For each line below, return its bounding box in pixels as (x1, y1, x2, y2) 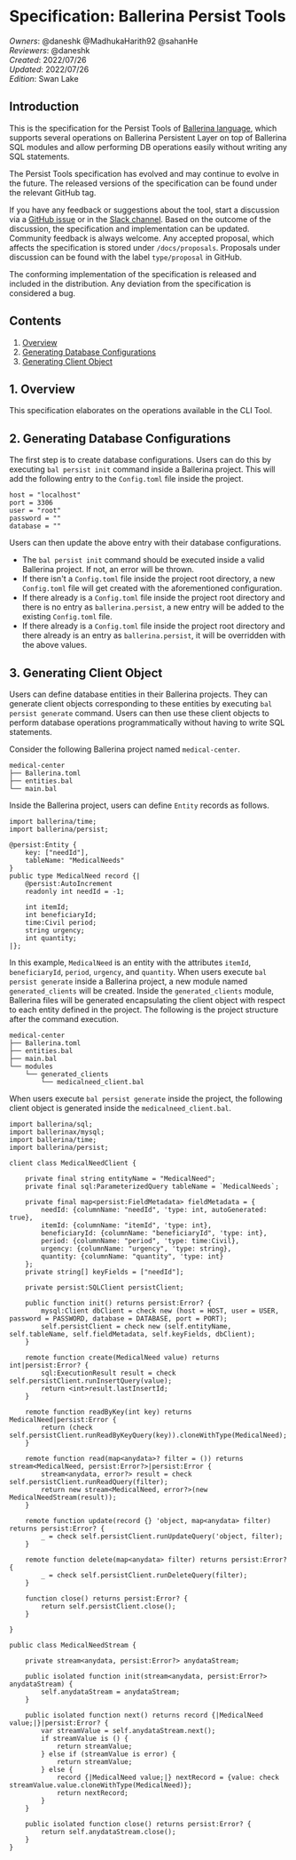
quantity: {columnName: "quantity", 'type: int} (41, 1252, 224, 1261)
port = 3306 (9, 499, 53, 507)
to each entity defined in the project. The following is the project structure (9, 1004, 279, 1015)
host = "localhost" (9, 491, 82, 499)
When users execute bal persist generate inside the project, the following (9, 1093, 284, 1104)
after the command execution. (9, 1014, 120, 1024)
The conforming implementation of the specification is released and (9, 268, 257, 279)
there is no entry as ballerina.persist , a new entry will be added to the (21, 602, 284, 612)
